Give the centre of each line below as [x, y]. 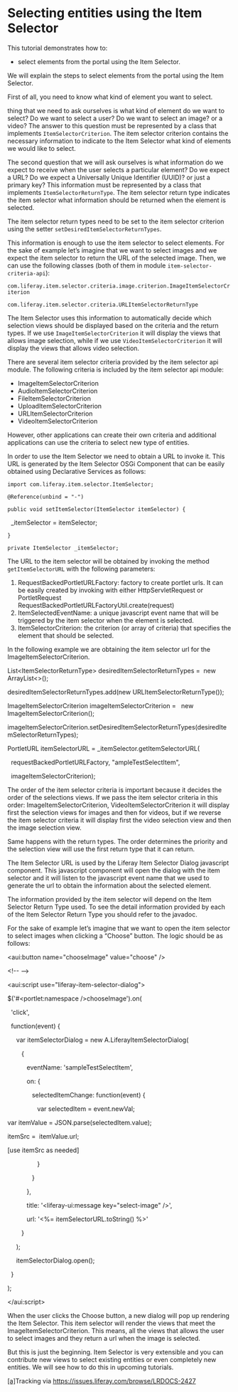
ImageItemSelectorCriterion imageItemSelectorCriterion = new [101, 705]
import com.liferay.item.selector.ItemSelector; [81, 484]
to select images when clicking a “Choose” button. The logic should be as [115, 935]
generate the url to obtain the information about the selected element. [109, 885]
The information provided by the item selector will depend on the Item [109, 899]
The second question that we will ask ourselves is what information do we [115, 162]
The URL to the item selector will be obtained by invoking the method [108, 561]
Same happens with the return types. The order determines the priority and [118, 841]
